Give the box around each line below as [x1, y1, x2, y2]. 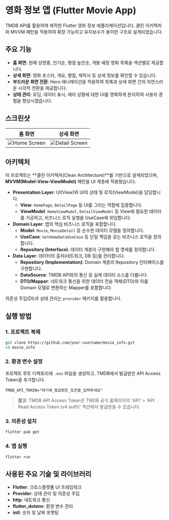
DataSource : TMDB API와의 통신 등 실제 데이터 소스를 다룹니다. [20, 272, 148, 278]
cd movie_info [5, 345, 36, 350]
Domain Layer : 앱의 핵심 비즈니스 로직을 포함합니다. [12, 221, 117, 227]
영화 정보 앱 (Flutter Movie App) [5, 5, 137, 16]
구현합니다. [20, 265, 43, 272]
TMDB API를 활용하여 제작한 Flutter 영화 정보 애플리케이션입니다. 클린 [5, 22, 145, 28]
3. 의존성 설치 [5, 418, 37, 425]
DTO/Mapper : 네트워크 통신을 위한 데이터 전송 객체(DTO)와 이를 [20, 278, 149, 285]
